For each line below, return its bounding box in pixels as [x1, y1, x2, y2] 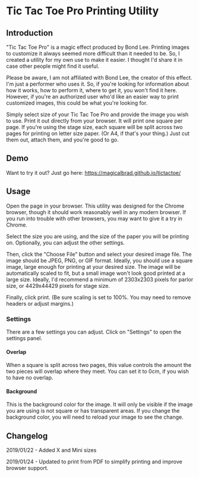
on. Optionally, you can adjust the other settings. [6, 239, 125, 246]
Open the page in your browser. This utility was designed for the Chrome [6, 202, 185, 209]
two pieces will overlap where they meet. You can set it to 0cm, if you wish [6, 368, 189, 375]
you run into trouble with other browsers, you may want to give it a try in [6, 215, 183, 222]
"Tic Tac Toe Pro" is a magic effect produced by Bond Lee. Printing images [6, 43, 190, 51]
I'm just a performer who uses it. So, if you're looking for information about [6, 80, 189, 87]
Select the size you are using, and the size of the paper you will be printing [6, 233, 189, 240]
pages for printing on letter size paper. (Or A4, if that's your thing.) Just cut [6, 130, 190, 137]
